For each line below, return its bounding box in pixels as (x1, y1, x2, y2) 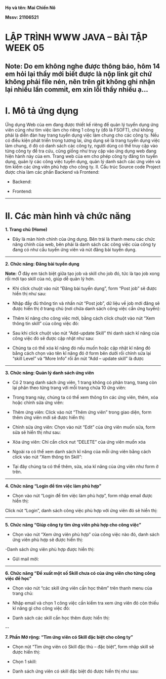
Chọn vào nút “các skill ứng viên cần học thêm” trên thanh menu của (12, 585, 152, 591)
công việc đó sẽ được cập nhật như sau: (12, 336, 94, 341)
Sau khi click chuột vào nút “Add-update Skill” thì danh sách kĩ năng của (12, 330, 160, 336)
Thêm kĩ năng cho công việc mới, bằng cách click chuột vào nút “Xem (12, 315, 155, 321)
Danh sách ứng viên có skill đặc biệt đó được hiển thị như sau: (12, 668, 139, 675)
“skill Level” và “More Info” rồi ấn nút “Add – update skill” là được (12, 355, 144, 362)
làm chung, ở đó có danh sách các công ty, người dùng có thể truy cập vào (5, 142, 158, 148)
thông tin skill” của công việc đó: (12, 321, 79, 327)
